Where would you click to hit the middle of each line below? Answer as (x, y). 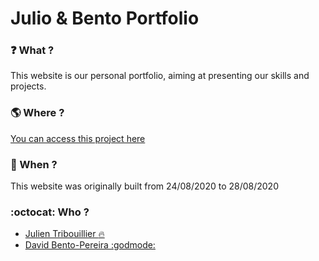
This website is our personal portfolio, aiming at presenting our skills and (160, 76)
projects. (28, 86)
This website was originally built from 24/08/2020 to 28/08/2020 (144, 186)
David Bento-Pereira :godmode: (90, 245)
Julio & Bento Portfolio (105, 18)
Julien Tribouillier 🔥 (64, 234)
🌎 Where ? (37, 113)
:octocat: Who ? (50, 212)
